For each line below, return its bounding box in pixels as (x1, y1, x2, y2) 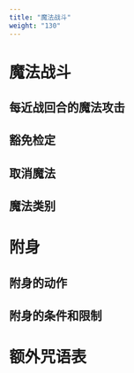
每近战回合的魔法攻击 (9, 100, 125, 115)
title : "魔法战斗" (9, 12, 72, 22)
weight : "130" (9, 21, 62, 30)
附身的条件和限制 (9, 308, 102, 323)
